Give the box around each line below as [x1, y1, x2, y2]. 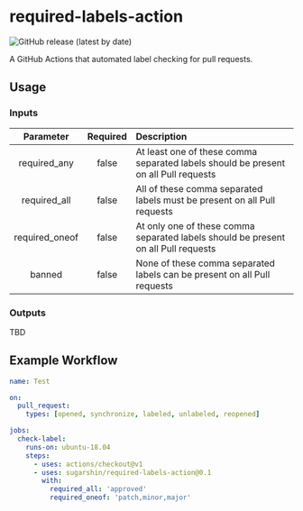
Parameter [23, 130, 69, 142]
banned [30, 268, 63, 280]
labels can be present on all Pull [135, 268, 271, 280]
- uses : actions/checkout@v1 [32, 460, 143, 469]
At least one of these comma [135, 145, 258, 158]
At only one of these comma [135, 219, 255, 232]
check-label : [17, 434, 67, 443]
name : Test [9, 377, 50, 386]
